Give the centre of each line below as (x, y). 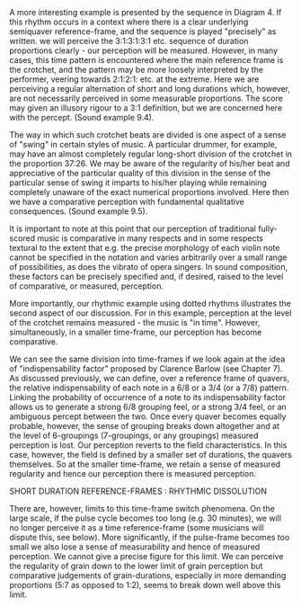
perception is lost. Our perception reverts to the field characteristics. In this (148, 445)
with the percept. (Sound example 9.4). (82, 117)
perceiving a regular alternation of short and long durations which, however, (150, 89)
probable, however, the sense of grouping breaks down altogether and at (145, 426)
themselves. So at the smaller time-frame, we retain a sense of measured (145, 464)
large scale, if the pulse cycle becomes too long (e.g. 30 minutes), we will (145, 518)
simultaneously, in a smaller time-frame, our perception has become (136, 332)
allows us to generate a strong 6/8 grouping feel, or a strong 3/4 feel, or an (148, 407)
